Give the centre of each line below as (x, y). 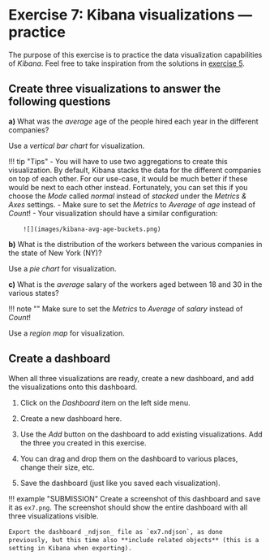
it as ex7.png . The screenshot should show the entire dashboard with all (128, 507)
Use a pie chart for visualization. (62, 268)
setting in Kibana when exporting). (70, 548)
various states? (34, 293)
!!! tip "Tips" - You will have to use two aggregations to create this (118, 161)
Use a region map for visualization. (67, 333)
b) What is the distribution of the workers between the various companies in (135, 244)
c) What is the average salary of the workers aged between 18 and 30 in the (135, 284)
